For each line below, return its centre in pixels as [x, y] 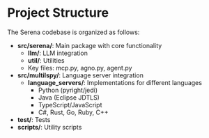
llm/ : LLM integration [58, 53]
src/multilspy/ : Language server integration [80, 75]
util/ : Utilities [46, 60]
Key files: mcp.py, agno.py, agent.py [80, 68]
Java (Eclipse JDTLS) [69, 97]
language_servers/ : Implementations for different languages [115, 82]
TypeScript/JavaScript [70, 105]
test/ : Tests [34, 119]
